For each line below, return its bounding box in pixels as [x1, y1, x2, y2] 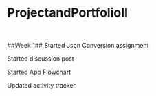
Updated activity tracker [7, 81, 76, 89]
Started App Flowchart [7, 68, 71, 76]
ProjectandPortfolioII [7, 5, 129, 21]
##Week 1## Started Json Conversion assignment [7, 41, 149, 49]
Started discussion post [7, 54, 74, 63]
